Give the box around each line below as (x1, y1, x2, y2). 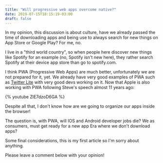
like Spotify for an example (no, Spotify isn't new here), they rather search (5, 54, 153, 60)
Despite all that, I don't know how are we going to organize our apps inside (5, 103, 155, 109)
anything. (5, 143, 24, 149)
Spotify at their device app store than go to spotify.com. (5, 59, 117, 66)
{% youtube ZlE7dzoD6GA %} (5, 94, 65, 100)
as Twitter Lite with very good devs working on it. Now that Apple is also (5, 79, 150, 85)
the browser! (5, 109, 31, 114)
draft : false (5, 16, 32, 21)
